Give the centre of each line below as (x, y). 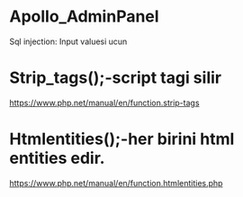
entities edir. (57, 158)
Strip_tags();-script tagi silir (116, 78)
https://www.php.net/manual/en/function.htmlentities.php (116, 183)
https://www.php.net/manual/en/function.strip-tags (104, 103)
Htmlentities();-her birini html (122, 139)
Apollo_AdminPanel (84, 17)
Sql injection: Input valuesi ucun (68, 41)
